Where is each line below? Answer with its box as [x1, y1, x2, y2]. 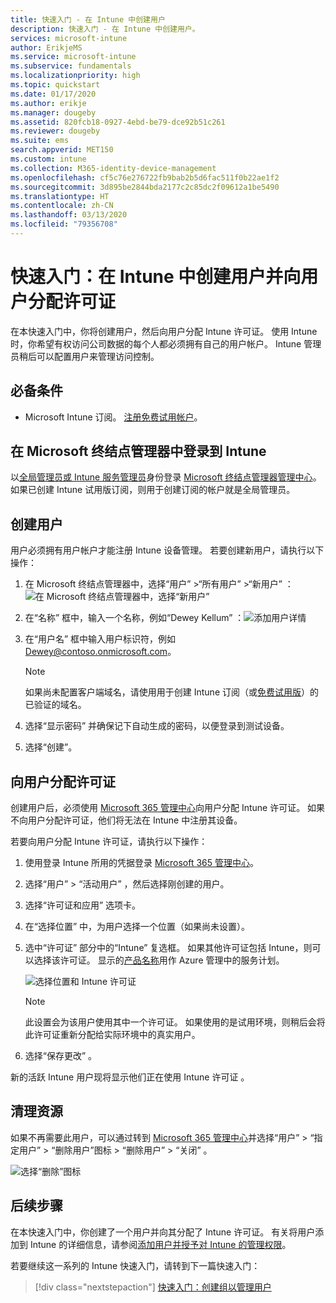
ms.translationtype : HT [10, 191, 110, 201]
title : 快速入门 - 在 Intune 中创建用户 [10, 14, 166, 25]
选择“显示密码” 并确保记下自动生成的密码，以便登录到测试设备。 [24, 720, 290, 732]
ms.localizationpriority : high [10, 71, 141, 81]
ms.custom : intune [10, 154, 87, 164]
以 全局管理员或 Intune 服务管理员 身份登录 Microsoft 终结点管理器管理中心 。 [10, 471, 322, 483]
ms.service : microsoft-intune [10, 52, 137, 62]
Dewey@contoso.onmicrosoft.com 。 [24, 646, 177, 658]
